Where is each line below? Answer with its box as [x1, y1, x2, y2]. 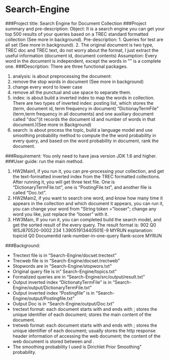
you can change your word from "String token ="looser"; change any [12, 206, 157, 212]
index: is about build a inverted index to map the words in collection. [12, 95, 155, 101]
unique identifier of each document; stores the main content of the [12, 311, 152, 317]
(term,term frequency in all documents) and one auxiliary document [12, 110, 154, 117]
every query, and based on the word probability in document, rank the [12, 138, 159, 144]
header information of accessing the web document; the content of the [12, 333, 161, 339]
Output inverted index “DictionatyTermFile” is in [12, 279, 112, 285]
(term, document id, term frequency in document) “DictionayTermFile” [12, 105, 159, 111]
